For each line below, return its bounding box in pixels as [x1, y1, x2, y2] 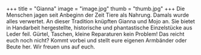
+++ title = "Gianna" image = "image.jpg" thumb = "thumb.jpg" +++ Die [6, 5, 185, 12]
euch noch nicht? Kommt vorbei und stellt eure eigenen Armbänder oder [6, 37, 187, 44]
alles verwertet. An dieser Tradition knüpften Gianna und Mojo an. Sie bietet [6, 18, 196, 25]
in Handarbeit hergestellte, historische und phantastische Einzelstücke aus [6, 24, 193, 31]
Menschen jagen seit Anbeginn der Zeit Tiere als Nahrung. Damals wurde [6, 11, 189, 19]
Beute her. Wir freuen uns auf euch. [6, 43, 96, 50]
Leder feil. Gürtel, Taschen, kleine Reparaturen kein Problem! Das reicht [6, 30, 185, 38]
